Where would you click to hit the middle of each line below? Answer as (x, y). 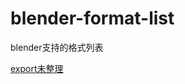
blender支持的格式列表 (57, 47)
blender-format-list (92, 18)
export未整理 (37, 68)
